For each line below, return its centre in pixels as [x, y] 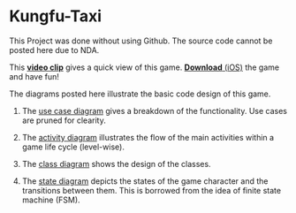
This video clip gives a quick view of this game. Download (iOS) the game [144, 67]
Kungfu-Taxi [55, 16]
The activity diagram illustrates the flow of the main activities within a [148, 137]
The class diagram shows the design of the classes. [116, 164]
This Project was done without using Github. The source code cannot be [141, 41]
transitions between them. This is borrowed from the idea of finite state [151, 190]
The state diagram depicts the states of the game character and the [145, 181]
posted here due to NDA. [54, 49]
